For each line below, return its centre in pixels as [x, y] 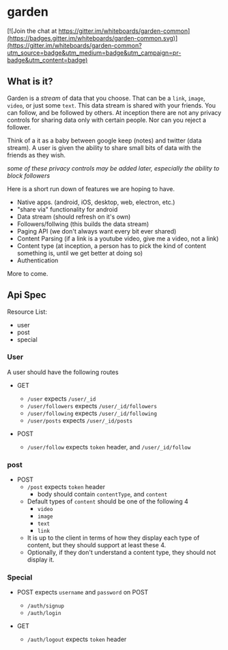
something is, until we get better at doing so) [80, 253]
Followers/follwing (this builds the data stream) [83, 224]
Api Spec [27, 295]
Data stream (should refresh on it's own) [74, 216]
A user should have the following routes [63, 372]
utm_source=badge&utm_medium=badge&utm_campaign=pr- [94, 53]
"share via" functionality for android [67, 209]
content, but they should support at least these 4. [97, 545]
